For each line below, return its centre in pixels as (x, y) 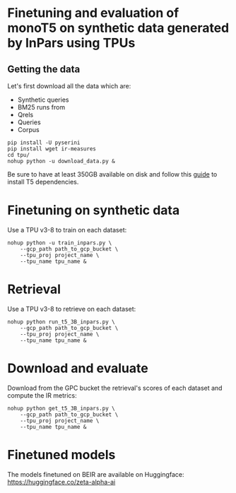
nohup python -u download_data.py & (61, 161)
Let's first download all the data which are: (69, 86)
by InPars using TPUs (71, 43)
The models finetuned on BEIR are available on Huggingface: (96, 474)
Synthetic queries (43, 100)
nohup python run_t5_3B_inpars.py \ (61, 322)
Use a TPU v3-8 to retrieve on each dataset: (72, 309)
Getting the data (44, 69)
